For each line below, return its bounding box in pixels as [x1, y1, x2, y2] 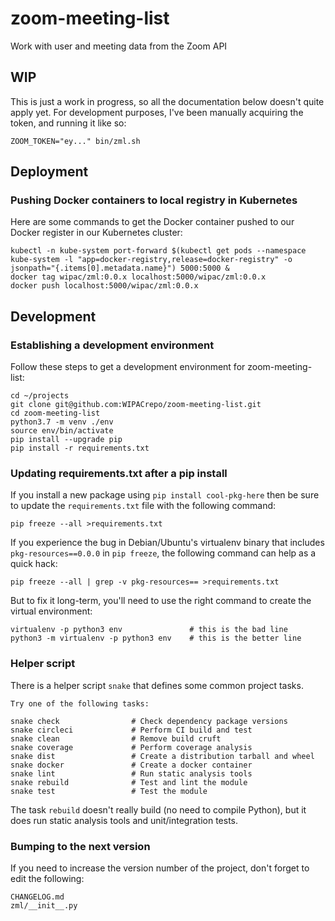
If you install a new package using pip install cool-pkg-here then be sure [10, 489, 320, 501]
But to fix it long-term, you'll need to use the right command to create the [10, 595, 312, 607]
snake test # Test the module [10, 786, 208, 796]
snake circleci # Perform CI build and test [10, 725, 253, 735]
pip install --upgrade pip [10, 435, 123, 445]
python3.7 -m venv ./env [10, 417, 114, 427]
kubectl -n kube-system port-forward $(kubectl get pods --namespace [10, 246, 307, 256]
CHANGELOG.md [10, 892, 65, 902]
